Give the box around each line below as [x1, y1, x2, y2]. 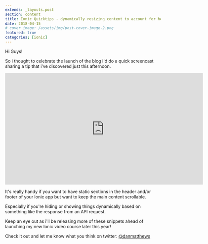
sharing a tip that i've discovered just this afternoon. [5, 63, 111, 69]
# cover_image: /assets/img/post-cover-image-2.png [5, 26, 114, 31]
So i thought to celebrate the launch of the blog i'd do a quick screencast [5, 58, 154, 64]
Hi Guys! [5, 48, 23, 54]
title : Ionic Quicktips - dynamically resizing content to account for [5, 16, 156, 21]
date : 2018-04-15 [5, 21, 41, 26]
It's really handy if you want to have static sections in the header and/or [5, 189, 151, 195]
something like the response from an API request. [5, 208, 106, 214]
